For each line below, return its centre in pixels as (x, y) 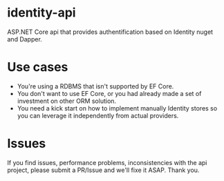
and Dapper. (25, 39)
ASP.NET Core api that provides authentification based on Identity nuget (110, 32)
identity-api (41, 13)
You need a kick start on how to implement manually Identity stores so (117, 108)
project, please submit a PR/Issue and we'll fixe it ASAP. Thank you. (103, 170)
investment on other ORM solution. (66, 101)
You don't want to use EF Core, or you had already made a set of (109, 93)
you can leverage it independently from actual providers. (98, 115)
